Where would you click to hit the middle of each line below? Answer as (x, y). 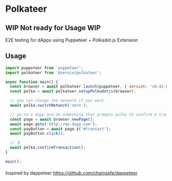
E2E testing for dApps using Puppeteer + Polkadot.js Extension (72, 40)
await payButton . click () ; (38, 133)
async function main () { (32, 82)
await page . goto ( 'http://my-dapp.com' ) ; (53, 124)
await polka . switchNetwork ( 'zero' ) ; (49, 105)
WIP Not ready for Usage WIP (53, 28)
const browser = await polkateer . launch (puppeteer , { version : (79, 87)
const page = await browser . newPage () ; (52, 119)
